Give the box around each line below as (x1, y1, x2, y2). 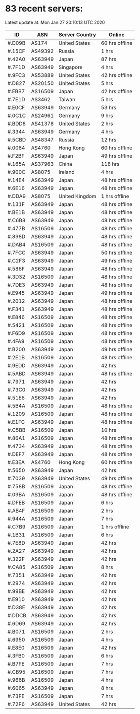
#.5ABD (7, 370, 26, 377)
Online (108, 31, 125, 38)
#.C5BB (7, 426, 26, 433)
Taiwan (58, 96, 76, 103)
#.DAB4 (7, 241, 26, 248)
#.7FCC (7, 249, 26, 256)
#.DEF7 (7, 451, 25, 457)
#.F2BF (7, 152, 25, 159)
